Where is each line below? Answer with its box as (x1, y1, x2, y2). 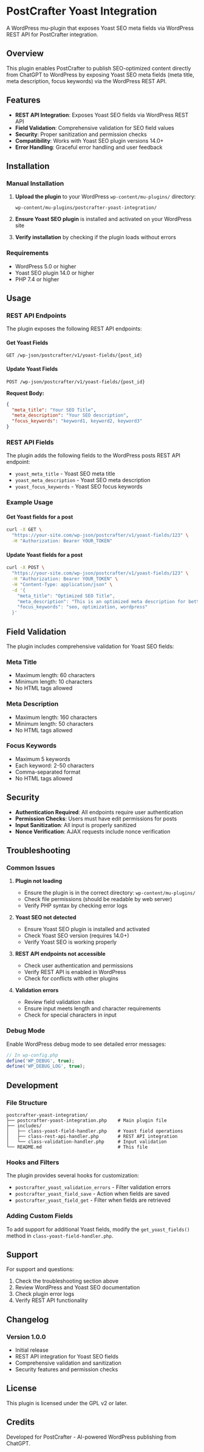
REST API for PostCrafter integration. (6, 30, 98, 38)
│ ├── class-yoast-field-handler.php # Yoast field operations (6, 1128, 183, 1134)
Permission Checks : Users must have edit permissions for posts (15, 815, 177, 822)
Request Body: (6, 389, 44, 397)
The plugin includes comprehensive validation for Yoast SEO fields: (6, 642, 174, 650)
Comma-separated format (15, 768, 81, 775)
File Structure (6, 1098, 47, 1106)
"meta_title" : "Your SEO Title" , (12, 407, 97, 413)
